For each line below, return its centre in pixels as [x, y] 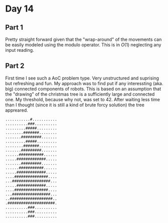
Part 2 [15, 66]
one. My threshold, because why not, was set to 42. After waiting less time [82, 99]
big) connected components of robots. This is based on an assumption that [83, 89]
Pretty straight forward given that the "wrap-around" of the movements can [83, 39]
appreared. [17, 110]
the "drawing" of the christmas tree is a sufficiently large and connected [80, 94]
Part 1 [14, 27]
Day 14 [20, 9]
